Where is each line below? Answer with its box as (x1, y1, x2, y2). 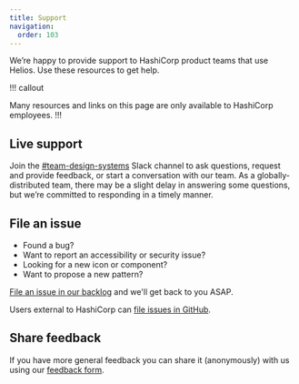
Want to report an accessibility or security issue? (22, 249, 206, 260)
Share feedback (9, 330, 102, 346)
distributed (9, 179, 50, 191)
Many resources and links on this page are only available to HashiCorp (9, 100, 274, 111)
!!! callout (9, 83, 45, 94)
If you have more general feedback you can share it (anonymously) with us (9, 354, 290, 365)
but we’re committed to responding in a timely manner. (9, 189, 214, 200)
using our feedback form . (9, 364, 105, 375)
